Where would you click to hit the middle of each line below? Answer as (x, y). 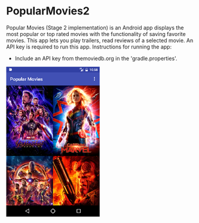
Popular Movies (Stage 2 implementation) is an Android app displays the (95, 28)
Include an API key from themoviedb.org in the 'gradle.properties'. (96, 58)
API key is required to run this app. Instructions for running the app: (89, 47)
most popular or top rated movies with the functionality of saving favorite (96, 34)
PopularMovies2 (48, 11)
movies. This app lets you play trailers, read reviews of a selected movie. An (100, 40)
